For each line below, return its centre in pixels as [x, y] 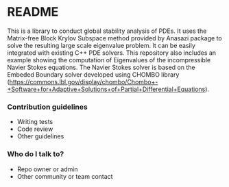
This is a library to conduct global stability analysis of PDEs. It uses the [107, 31]
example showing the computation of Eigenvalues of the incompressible [109, 60]
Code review [35, 129]
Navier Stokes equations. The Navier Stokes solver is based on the [101, 67]
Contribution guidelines [47, 107]
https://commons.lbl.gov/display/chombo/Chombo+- [84, 82]
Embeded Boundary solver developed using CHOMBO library [93, 74]
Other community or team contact [65, 176]
